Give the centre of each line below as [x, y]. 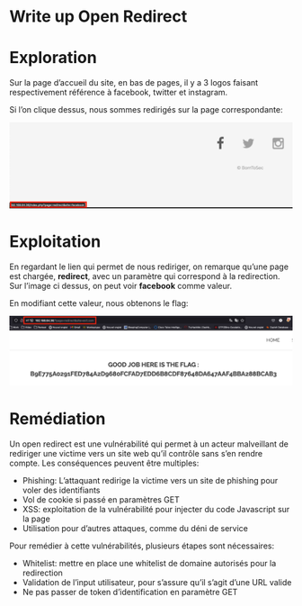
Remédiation [58, 419]
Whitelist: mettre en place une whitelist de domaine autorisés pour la [149, 564]
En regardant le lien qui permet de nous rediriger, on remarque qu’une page [149, 267]
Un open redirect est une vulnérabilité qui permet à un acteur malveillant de [149, 444]
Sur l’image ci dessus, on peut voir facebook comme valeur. [120, 285]
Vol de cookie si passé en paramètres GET [101, 500]
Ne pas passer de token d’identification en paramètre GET [130, 592]
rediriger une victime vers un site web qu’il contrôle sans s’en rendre [136, 454]
